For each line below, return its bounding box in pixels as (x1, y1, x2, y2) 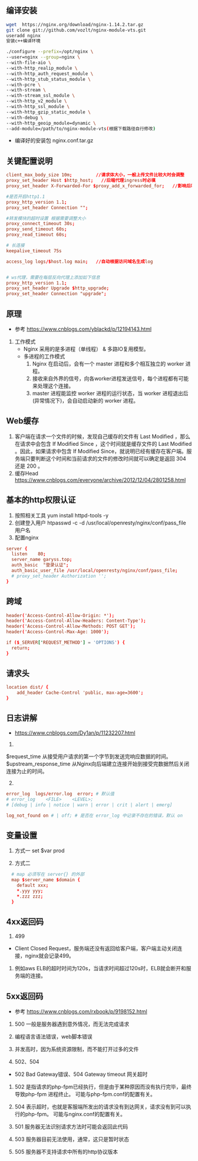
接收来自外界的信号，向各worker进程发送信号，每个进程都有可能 (32, 374, 189, 382)
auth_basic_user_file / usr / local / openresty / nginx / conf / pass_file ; (11, 568, 178, 574)
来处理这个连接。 (32, 382, 74, 389)
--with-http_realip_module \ (6, 65, 78, 71)
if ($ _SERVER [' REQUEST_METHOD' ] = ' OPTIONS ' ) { (6, 640, 126, 645)
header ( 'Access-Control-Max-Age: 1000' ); (6, 629, 110, 635)
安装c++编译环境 (6, 38, 41, 44)
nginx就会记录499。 (25, 953, 75, 960)
